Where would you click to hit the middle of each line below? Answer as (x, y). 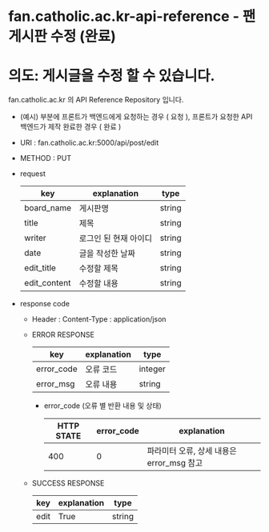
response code (45, 304)
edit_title (40, 268)
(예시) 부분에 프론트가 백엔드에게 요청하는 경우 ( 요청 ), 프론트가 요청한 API (136, 117)
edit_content (47, 283)
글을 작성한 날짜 (107, 254)
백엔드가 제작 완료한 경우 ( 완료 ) (70, 127)
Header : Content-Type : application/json (99, 319)
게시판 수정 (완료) (62, 36)
